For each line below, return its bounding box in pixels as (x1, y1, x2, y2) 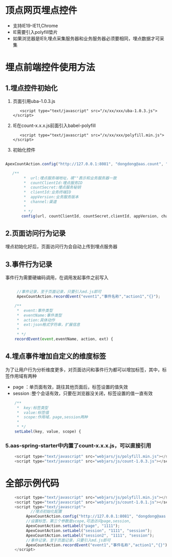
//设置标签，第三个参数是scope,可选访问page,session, (26, 519, 132, 524)
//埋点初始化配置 (30, 509, 62, 515)
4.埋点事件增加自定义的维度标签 (5, 352, 106, 361)
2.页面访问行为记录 (5, 229, 66, 238)
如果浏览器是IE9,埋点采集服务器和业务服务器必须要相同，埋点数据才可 (12, 35, 160, 41)
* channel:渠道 (24, 199, 57, 205)
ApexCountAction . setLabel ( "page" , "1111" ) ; (26, 523, 120, 529)
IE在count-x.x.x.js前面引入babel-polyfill (12, 122, 96, 128)
